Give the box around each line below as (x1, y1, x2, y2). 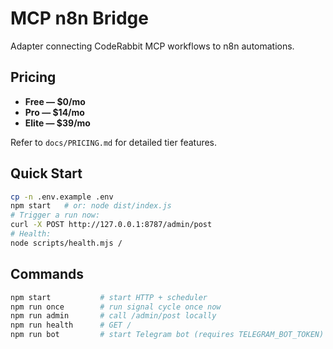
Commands (10, 266, 85, 283)
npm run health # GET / (10, 320, 132, 331)
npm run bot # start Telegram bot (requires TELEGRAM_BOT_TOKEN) (10, 330, 325, 340)
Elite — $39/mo (24, 117, 91, 129)
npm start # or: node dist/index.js (10, 201, 172, 211)
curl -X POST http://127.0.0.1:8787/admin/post (10, 220, 213, 230)
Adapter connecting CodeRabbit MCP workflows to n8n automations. (10, 40, 295, 52)
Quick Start (10, 165, 83, 182)
